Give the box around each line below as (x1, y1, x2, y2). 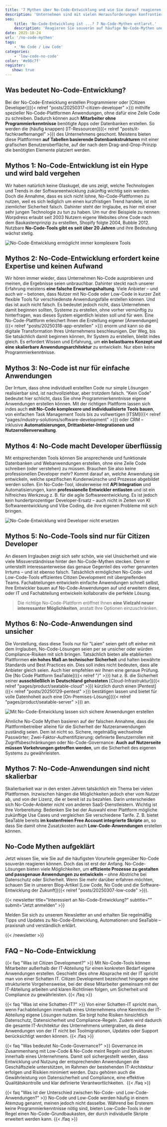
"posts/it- (120, 126, 140, 132)
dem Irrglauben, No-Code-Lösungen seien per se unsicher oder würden (5, 646, 153, 652)
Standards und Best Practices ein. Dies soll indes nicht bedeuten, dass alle (5, 662, 158, 668)
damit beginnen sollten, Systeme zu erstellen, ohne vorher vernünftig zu (5, 307, 153, 313)
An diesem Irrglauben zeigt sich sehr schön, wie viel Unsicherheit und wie (5, 553, 157, 559)
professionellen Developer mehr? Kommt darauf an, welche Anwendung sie (5, 471, 160, 477)
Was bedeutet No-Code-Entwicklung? (5, 86, 126, 95)
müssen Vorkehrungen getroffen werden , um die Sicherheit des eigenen (5, 745, 157, 751)
